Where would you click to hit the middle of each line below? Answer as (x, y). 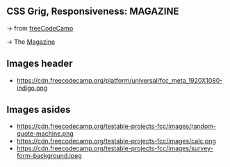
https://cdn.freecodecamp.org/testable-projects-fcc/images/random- (116, 126)
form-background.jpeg (49, 156)
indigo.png (32, 88)
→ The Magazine (31, 42)
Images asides (39, 110)
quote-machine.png (45, 134)
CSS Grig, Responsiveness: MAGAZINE (93, 11)
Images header (40, 64)
